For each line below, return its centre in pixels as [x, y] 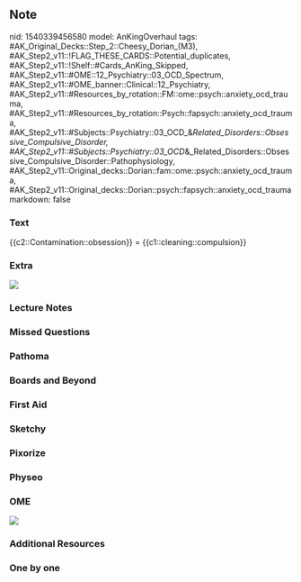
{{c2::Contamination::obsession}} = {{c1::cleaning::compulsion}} [128, 242]
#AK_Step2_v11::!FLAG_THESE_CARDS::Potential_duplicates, [120, 55]
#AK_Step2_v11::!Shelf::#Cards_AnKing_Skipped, [99, 65]
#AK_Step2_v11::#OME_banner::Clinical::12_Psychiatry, [110, 84]
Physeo [26, 477]
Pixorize [28, 452]
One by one [35, 568]
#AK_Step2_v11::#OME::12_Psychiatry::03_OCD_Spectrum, [117, 75]
